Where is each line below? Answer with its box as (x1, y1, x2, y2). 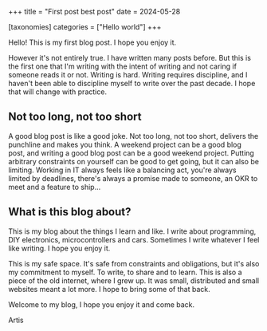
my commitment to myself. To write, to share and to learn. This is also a (8, 267, 242, 277)
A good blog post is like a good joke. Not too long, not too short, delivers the (8, 131, 259, 140)
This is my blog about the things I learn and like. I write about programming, (8, 227, 257, 236)
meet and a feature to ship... (8, 182, 101, 191)
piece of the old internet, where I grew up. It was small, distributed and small (8, 275, 260, 286)
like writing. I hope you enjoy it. (8, 243, 111, 253)
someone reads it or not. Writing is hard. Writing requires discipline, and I (8, 70, 248, 79)
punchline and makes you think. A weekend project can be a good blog (8, 140, 241, 149)
